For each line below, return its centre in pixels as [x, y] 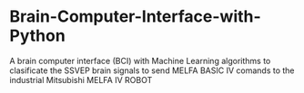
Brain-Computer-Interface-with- [135, 17]
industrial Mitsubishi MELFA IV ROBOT [81, 79]
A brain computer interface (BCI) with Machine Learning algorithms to [140, 60]
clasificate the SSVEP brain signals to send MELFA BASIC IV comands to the [152, 70]
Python [37, 36]
